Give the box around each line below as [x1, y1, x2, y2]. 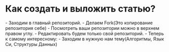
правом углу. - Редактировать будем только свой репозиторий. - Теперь [5, 30, 164, 36]
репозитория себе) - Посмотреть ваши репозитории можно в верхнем [5, 25, 160, 31]
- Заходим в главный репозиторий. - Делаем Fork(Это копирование [5, 20, 153, 26]
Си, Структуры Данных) [5, 41, 57, 47]
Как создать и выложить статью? [5, 3, 156, 15]
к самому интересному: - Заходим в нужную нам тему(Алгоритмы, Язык [5, 36, 164, 42]
